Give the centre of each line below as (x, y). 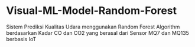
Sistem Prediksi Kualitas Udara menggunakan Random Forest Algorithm (93, 27)
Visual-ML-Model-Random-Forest (92, 11)
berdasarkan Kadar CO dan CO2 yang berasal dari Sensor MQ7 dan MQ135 (97, 32)
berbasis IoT (21, 39)
